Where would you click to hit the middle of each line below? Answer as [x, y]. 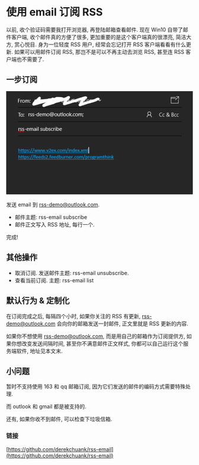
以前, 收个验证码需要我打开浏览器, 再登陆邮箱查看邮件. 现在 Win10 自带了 [95, 30]
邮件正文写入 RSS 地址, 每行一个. [54, 225]
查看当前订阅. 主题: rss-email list [54, 280]
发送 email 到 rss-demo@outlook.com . [53, 205]
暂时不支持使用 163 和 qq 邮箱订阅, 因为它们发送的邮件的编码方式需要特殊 [96, 387]
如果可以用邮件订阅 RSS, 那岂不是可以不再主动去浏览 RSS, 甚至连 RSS [99, 51]
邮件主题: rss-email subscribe [51, 217]
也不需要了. [30, 59]
